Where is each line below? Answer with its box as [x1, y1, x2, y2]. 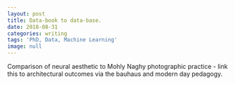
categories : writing [7, 30, 68, 37]
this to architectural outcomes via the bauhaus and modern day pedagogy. [7, 70, 223, 78]
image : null [7, 43, 42, 50]
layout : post [7, 10, 46, 18]
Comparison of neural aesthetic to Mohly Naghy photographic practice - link [7, 63, 228, 70]
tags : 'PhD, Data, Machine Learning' [7, 37, 118, 44]
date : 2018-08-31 [7, 23, 58, 30]
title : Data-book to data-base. [7, 17, 102, 24]
